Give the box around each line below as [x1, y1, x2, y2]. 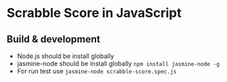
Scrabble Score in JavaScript [6, 5, 182, 21]
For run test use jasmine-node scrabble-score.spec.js [16, 67, 177, 75]
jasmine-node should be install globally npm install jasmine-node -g [16, 59, 220, 68]
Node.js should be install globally [16, 52, 115, 60]
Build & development [6, 33, 100, 45]
